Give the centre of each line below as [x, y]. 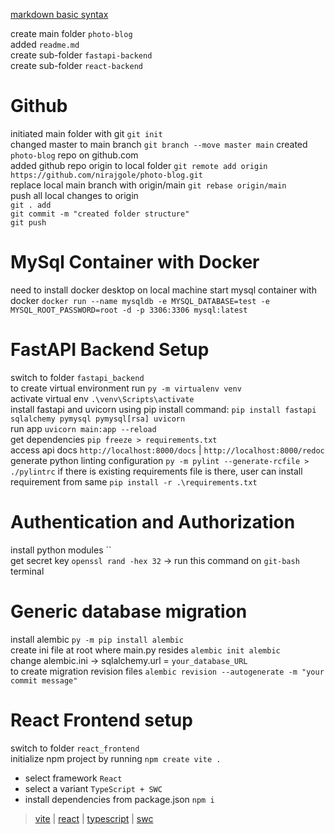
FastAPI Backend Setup [110, 350]
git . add [31, 205]
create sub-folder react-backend [76, 65]
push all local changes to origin [74, 195]
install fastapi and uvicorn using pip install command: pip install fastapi [163, 409]
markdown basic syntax [59, 14]
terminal [27, 571]
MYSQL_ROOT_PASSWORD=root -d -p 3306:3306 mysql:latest [129, 310]
